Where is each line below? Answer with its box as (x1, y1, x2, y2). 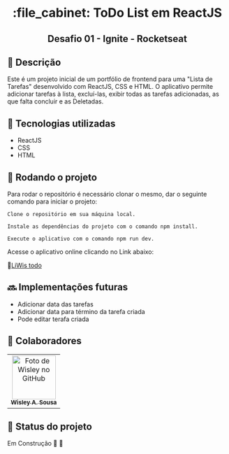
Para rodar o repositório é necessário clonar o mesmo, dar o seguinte (7, 190, 207, 199)
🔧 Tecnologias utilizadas (7, 118, 116, 129)
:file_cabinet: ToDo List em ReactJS (13, 5, 222, 21)
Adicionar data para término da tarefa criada (17, 307, 145, 315)
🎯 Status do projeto (7, 421, 92, 433)
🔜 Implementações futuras (7, 281, 128, 293)
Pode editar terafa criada (17, 315, 89, 323)
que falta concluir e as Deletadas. (7, 97, 104, 106)
